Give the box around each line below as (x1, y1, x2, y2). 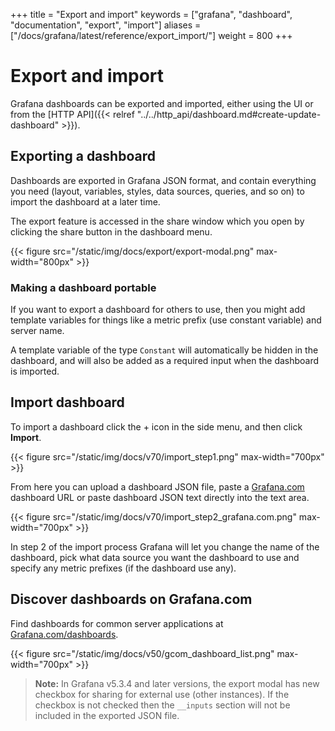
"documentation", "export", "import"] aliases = (10, 19, 202, 31)
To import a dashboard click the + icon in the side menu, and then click (10, 420, 303, 433)
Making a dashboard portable (10, 280, 157, 294)
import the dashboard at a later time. (10, 195, 161, 208)
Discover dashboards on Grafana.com (10, 591, 253, 608)
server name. (10, 325, 65, 337)
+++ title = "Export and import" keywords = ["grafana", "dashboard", (10, 9, 293, 20)
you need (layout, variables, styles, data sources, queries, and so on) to (10, 185, 305, 197)
